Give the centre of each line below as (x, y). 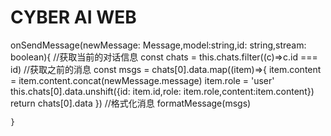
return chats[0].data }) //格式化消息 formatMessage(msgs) (131, 103)
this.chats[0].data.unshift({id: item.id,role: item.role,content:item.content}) (162, 91)
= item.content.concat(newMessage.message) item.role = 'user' (142, 80)
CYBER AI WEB (73, 17)
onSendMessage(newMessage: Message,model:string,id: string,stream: (158, 45)
